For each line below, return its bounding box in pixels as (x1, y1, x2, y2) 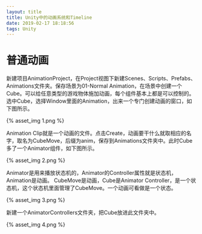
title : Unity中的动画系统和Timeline (6, 15, 93, 21)
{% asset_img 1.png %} (6, 117, 65, 125)
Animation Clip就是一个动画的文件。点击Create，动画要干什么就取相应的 (6, 129, 186, 137)
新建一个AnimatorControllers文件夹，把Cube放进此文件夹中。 (6, 209, 160, 216)
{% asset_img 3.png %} (6, 197, 65, 204)
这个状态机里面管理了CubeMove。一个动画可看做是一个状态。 (22, 184, 177, 192)
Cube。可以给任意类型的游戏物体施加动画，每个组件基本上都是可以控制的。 (6, 90, 195, 97)
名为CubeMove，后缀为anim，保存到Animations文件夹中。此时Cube (22, 137, 193, 145)
